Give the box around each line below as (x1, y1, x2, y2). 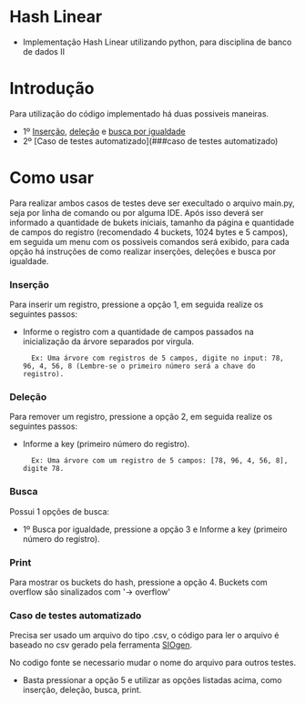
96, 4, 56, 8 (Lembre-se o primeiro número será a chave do (22, 362, 256, 371)
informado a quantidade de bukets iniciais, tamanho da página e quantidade (9, 217, 294, 228)
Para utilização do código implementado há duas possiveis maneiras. (9, 107, 269, 119)
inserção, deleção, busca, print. (22, 685, 142, 696)
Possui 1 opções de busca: (9, 505, 110, 516)
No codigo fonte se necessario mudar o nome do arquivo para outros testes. (9, 658, 297, 668)
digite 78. (22, 464, 65, 474)
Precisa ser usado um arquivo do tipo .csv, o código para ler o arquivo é (9, 630, 280, 641)
